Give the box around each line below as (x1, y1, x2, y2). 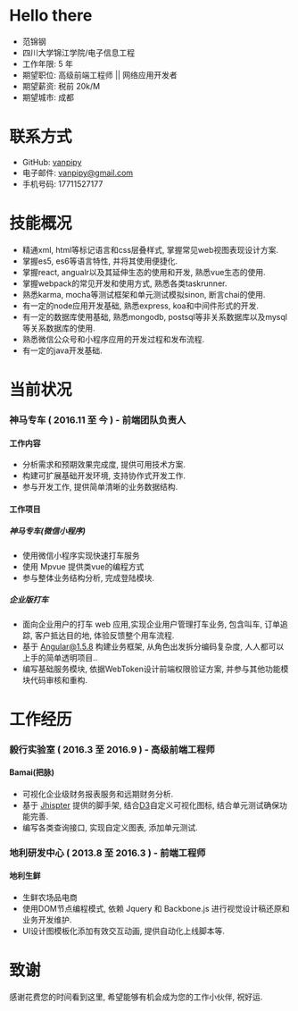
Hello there (9, 5, 93, 26)
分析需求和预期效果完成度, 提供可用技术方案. (21, 459, 186, 470)
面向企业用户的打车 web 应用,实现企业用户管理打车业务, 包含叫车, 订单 (21, 619, 281, 629)
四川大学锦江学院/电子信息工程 (21, 46, 136, 58)
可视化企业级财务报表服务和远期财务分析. (21, 788, 174, 799)
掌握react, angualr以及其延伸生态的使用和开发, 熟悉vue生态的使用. (21, 266, 266, 277)
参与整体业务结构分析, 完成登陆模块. (21, 572, 154, 583)
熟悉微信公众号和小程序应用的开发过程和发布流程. (21, 333, 205, 344)
